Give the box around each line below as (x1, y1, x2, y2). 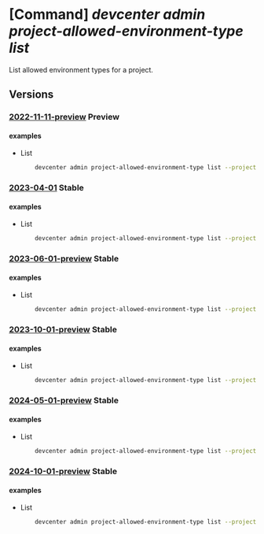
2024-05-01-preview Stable (9, 395, 119, 406)
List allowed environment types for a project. (9, 65, 154, 74)
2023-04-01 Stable (9, 183, 85, 194)
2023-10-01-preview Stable (9, 324, 117, 336)
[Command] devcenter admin (9, 6, 206, 24)
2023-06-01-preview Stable (9, 254, 119, 265)
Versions (9, 88, 54, 102)
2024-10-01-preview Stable (9, 466, 117, 477)
